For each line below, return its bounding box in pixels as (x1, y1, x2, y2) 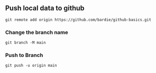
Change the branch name (5, 28, 69, 35)
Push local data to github (5, 4, 85, 12)
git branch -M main (5, 40, 46, 45)
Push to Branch (5, 52, 44, 59)
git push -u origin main (5, 63, 57, 68)
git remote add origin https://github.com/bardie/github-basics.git (5, 17, 151, 22)
